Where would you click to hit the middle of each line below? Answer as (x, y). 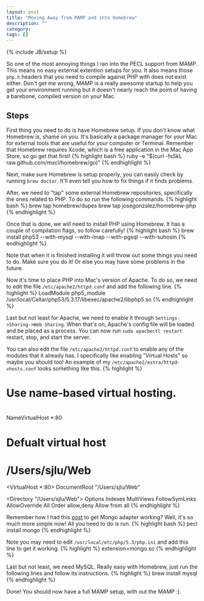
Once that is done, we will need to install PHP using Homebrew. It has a (96, 224)
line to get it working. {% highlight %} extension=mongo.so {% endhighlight (101, 549)
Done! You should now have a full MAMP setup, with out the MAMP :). (94, 592)
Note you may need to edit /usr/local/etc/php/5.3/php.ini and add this (97, 542)
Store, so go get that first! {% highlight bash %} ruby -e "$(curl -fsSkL (94, 156)
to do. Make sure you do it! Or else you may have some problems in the (96, 261)
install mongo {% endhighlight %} (49, 530)
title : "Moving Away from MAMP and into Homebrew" (72, 18)
